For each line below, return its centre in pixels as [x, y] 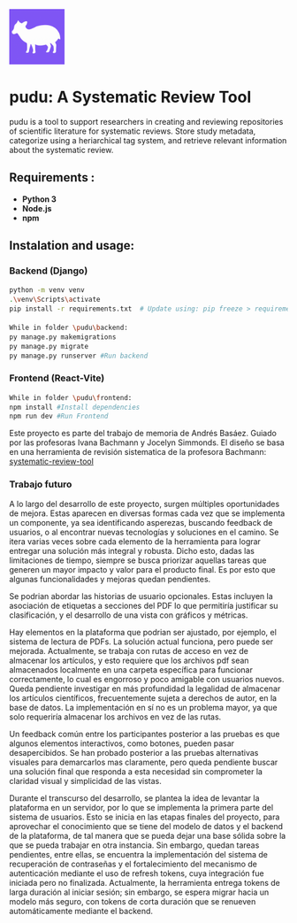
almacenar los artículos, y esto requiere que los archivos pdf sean [129, 660]
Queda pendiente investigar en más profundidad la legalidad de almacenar [145, 688]
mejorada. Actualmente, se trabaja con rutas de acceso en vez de [129, 650]
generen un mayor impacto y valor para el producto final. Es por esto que [142, 569]
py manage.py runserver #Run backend [79, 356]
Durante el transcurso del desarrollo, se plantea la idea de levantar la [134, 798]
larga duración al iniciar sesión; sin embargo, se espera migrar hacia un [139, 892]
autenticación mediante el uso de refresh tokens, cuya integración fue [137, 873]
